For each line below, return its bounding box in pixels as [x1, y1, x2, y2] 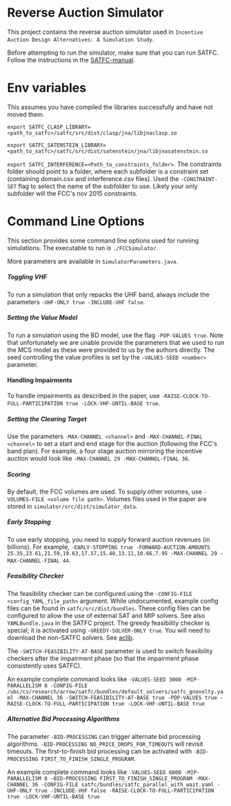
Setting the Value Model [7, 313, 78, 322]
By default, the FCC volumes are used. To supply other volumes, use [7, 487, 202, 496]
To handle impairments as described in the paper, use [7, 391, 160, 400]
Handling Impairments [7, 376, 72, 384]
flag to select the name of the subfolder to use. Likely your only [18, 182, 198, 190]
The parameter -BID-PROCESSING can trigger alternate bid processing [7, 732, 201, 740]
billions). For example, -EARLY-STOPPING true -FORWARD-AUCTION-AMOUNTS [7, 543, 210, 551]
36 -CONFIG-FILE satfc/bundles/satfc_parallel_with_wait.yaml [32, 781, 214, 788]
